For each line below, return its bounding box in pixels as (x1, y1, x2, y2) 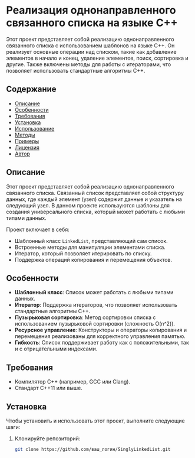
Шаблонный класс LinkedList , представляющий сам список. (14, 237, 168, 244)
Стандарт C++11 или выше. (14, 385, 82, 392)
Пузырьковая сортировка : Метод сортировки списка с (14, 314, 156, 321)
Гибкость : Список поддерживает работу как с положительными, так (14, 339, 190, 346)
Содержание (6, 84, 57, 95)
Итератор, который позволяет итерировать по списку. (14, 249, 152, 257)
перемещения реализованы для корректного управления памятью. (14, 333, 186, 340)
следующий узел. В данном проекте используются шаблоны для (6, 202, 170, 209)
